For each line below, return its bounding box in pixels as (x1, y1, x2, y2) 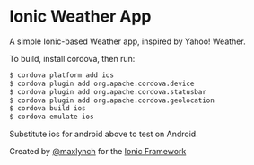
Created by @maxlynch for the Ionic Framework (9, 146, 187, 157)
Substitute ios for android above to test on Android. (9, 128, 199, 140)
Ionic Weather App (9, 6, 152, 27)
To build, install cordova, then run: (9, 53, 136, 64)
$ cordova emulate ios (9, 112, 94, 122)
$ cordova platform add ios (9, 70, 115, 80)
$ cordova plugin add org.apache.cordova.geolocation (9, 96, 215, 105)
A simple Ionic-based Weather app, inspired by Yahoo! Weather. (9, 36, 246, 47)
